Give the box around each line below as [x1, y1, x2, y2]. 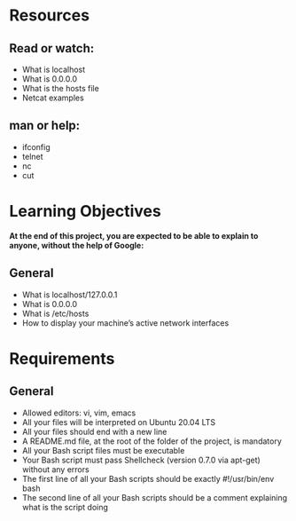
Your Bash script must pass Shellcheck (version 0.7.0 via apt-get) [21, 454, 261, 465]
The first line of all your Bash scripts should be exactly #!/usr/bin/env [21, 473, 275, 484]
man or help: [9, 118, 81, 133]
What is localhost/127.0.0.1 [21, 289, 118, 300]
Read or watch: [9, 41, 95, 56]
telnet [21, 151, 43, 162]
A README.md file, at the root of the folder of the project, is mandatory [21, 436, 282, 446]
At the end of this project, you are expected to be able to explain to [9, 230, 259, 241]
